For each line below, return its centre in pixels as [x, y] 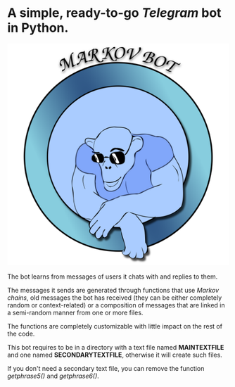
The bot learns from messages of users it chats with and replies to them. [113, 277]
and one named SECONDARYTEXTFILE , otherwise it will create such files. [115, 355]
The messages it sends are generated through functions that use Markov [113, 290]
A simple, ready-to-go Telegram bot [114, 13]
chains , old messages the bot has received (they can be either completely [115, 298]
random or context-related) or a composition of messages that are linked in [116, 305]
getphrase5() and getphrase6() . [53, 376]
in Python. [38, 28]
